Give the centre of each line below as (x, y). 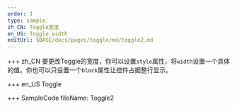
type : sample (27, 21)
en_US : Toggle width (38, 34)
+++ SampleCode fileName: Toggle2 (61, 98)
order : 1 (20, 14)
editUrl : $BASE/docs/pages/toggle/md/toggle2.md (80, 40)
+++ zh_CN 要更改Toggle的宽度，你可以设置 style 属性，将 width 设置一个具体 (118, 62)
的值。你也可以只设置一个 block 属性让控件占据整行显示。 (89, 70)
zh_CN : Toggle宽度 (33, 27)
